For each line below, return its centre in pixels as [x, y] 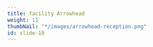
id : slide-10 [26, 33]
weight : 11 [23, 20]
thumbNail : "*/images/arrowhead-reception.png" [77, 26]
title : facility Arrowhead [46, 13]
